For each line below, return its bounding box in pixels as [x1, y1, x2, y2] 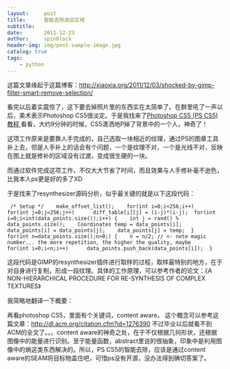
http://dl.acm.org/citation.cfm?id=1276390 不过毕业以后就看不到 [31, 320, 212, 328]
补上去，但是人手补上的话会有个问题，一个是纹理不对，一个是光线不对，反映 [7, 143, 223, 151]
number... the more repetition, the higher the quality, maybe [7, 239, 192, 246]
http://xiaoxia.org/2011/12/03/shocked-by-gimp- [79, 80, 215, 89]
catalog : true [7, 49, 48, 56]
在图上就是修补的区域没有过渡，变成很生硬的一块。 [7, 152, 151, 160]
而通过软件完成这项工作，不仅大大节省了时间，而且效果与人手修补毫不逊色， [7, 166, 223, 174]
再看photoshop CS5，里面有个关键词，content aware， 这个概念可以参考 [7, 311, 214, 319]
